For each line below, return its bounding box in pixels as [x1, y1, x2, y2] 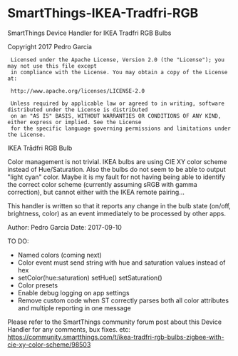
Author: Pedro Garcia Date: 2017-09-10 [7, 223, 123, 231]
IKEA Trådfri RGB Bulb [7, 143, 73, 152]
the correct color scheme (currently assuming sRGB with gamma [7, 180, 197, 188]
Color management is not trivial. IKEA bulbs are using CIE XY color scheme [7, 157, 227, 166]
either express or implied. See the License [7, 118, 142, 126]
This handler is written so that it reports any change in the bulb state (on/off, [7, 201, 232, 210]
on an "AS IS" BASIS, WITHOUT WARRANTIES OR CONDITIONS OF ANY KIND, [10, 112, 222, 119]
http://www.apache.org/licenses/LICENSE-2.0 [10, 87, 145, 94]
